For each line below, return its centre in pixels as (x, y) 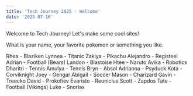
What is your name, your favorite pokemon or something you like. (85, 45)
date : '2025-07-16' (30, 17)
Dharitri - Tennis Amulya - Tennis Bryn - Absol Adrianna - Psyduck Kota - (94, 68)
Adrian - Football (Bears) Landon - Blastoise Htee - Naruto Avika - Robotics (96, 62)
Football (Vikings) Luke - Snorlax (45, 87)
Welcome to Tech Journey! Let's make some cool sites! (73, 33)
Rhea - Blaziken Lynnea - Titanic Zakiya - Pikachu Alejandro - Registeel (92, 56)
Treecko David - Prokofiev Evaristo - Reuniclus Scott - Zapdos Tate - (89, 81)
